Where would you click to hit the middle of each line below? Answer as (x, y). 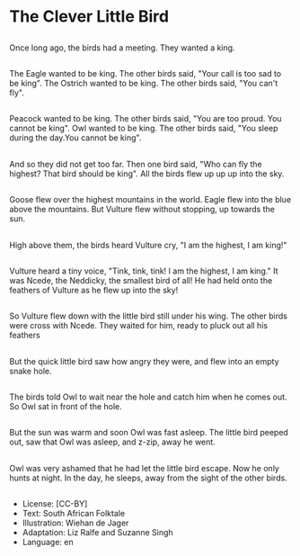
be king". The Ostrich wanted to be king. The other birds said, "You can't (144, 83)
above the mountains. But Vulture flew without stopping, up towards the (142, 210)
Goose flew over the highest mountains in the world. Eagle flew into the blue (150, 200)
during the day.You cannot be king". (75, 138)
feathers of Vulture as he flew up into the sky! (94, 290)
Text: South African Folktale (74, 514)
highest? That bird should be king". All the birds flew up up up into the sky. (147, 174)
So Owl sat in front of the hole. (66, 407)
